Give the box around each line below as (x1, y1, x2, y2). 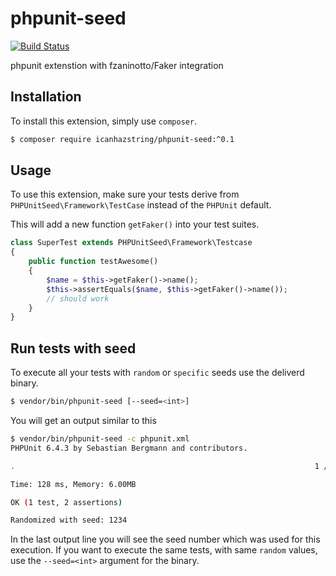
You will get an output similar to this (10, 415, 157, 426)
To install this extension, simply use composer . (10, 115, 198, 127)
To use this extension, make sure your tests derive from (10, 188, 240, 201)
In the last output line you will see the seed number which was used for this (10, 533, 321, 546)
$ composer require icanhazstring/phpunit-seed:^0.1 (10, 134, 235, 144)
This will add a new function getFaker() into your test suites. (10, 218, 260, 231)
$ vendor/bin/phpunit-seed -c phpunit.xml (10, 434, 190, 444)
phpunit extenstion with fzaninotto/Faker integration (10, 59, 224, 71)
